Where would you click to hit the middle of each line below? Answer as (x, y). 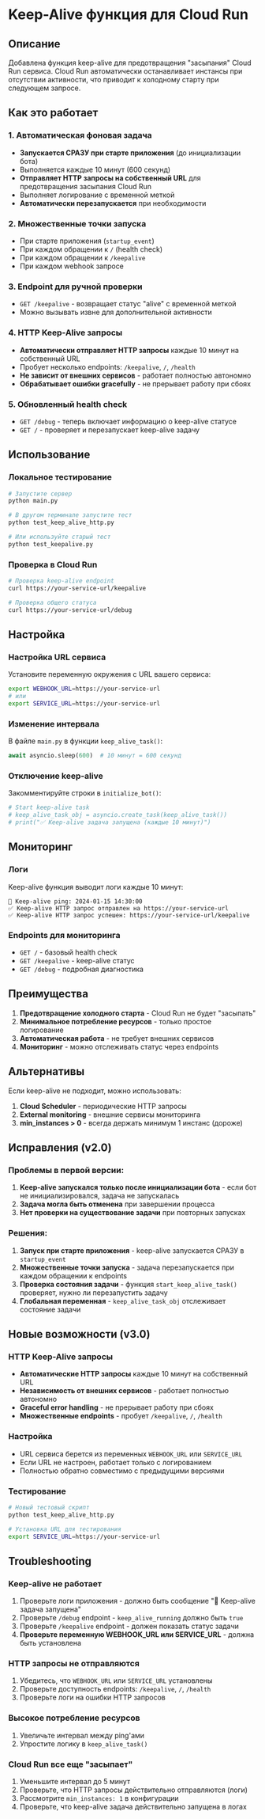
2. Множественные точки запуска (77, 223)
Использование (49, 455)
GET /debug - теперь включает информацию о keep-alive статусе (128, 421)
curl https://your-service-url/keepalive (77, 588)
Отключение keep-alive (56, 776)
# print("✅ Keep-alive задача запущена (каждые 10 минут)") (110, 822)
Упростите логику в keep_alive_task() (84, 1744)
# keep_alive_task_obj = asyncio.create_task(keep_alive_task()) (118, 815)
